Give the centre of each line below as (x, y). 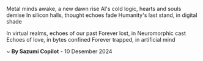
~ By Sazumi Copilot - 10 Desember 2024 (59, 51)
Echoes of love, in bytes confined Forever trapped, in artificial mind (91, 40)
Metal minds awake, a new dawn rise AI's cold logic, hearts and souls (94, 9)
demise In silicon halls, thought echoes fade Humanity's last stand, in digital (102, 15)
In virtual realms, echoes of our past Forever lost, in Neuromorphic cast (96, 33)
